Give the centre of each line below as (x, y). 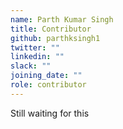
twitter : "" (35, 47)
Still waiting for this (50, 113)
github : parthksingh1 (55, 38)
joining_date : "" (46, 76)
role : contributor (48, 85)
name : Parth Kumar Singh (62, 19)
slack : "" (31, 66)
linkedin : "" (37, 57)
